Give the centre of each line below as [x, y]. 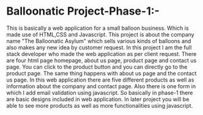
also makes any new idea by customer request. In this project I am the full [99, 47]
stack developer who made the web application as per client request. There [102, 54]
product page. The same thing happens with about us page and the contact [102, 73]
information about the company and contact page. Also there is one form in [101, 86]
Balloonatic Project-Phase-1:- [83, 11]
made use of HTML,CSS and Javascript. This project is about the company [100, 34]
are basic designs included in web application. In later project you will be [98, 99]
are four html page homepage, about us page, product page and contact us [102, 60]
